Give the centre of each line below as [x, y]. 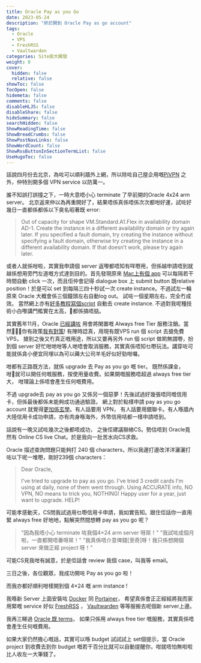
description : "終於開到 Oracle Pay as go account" [69, 23]
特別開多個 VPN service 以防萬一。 [65, 182]
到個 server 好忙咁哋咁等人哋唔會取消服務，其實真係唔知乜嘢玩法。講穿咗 [97, 346]
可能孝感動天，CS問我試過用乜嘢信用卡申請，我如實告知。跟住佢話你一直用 [99, 512]
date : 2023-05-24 [28, 17]
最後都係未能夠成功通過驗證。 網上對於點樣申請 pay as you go [104, 402]
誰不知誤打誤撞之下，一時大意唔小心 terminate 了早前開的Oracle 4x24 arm [98, 195]
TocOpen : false [25, 90]
